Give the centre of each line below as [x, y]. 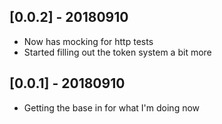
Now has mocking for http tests [88, 41]
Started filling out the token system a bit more [117, 52]
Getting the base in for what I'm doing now [112, 107]
